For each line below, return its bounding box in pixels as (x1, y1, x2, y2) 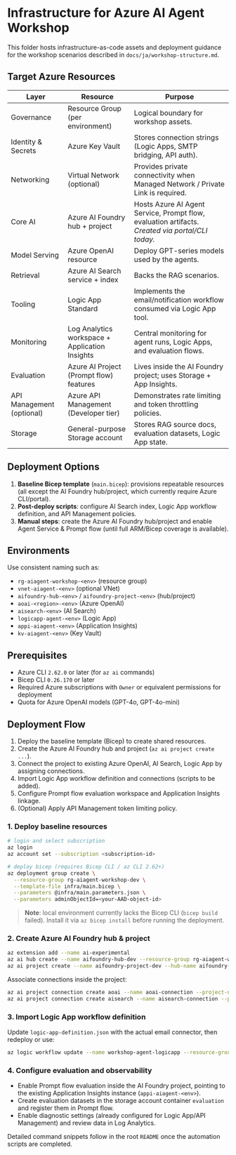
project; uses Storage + (133, 370, 211, 380)
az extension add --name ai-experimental (7, 949, 131, 956)
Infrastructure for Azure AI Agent (7, 5, 205, 21)
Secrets (11, 145, 37, 155)
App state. (133, 437, 168, 447)
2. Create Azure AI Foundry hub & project (7, 934, 150, 944)
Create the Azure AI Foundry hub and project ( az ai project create (17, 744, 215, 753)
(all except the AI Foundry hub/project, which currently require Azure (17, 487, 217, 496)
